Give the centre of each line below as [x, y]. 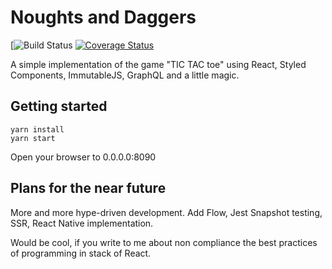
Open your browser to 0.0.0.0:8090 [83, 157]
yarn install [37, 129]
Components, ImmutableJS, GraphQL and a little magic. [125, 75]
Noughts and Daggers [103, 17]
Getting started [59, 106]
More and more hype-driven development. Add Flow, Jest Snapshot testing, [166, 212]
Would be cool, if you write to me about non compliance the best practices [164, 242]
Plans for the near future [88, 188]
